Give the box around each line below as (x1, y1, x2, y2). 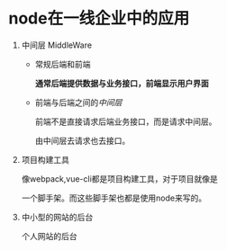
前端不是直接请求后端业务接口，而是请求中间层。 (34, 116, 217, 127)
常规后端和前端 (34, 58, 91, 69)
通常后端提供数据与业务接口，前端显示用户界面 (34, 77, 209, 88)
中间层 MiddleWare (21, 40, 92, 50)
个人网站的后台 (21, 230, 77, 241)
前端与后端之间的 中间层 (34, 96, 123, 108)
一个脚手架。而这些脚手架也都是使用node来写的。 (21, 192, 207, 203)
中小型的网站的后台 (21, 211, 94, 222)
